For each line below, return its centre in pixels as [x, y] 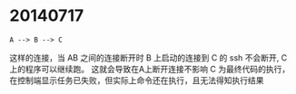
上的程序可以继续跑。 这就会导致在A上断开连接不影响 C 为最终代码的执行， [150, 69]
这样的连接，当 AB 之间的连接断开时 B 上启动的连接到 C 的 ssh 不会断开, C [148, 57]
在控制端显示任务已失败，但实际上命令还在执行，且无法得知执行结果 [137, 80]
